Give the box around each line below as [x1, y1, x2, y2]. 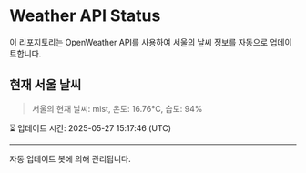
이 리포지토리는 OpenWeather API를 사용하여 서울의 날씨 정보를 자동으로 [9, 36, 269, 47]
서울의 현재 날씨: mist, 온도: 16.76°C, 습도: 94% [31, 103, 203, 114]
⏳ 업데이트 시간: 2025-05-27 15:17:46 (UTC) [9, 122, 171, 133]
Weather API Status [9, 5, 161, 26]
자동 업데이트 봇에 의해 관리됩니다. [9, 153, 131, 164]
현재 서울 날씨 [9, 77, 82, 93]
